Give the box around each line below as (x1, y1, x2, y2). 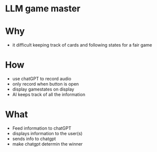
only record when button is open (12, 81, 79, 87)
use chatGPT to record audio (12, 76, 72, 82)
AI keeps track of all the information (12, 92, 86, 98)
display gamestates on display (12, 86, 74, 92)
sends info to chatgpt (12, 136, 56, 142)
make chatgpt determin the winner (12, 141, 83, 147)
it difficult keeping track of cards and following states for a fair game (12, 42, 153, 48)
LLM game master (5, 3, 81, 14)
